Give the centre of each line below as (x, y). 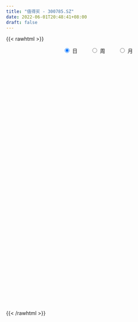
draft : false (22, 22)
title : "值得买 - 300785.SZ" (40, 11)
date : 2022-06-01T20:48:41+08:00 (47, 17)
